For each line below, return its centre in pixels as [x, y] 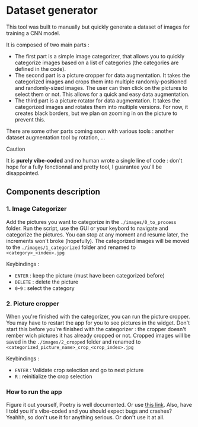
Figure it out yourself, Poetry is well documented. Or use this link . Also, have [99, 405]
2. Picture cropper [33, 303]
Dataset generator [52, 10]
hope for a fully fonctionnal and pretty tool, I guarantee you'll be [84, 167]
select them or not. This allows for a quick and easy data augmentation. [102, 94]
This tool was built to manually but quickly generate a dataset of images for [98, 27]
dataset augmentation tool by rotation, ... [56, 137]
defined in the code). [40, 68]
